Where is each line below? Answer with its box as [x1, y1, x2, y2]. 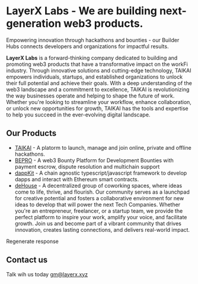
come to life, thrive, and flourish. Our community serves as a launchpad [14, 188, 190, 195]
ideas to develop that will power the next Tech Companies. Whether [14, 201, 181, 208]
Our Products [6, 128, 57, 138]
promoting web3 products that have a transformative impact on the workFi [6, 61, 188, 68]
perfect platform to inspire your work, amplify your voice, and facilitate [14, 213, 187, 220]
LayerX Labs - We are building [6, 4, 157, 18]
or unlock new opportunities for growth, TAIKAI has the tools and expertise [6, 105, 189, 112]
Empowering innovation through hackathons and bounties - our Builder [6, 36, 180, 43]
